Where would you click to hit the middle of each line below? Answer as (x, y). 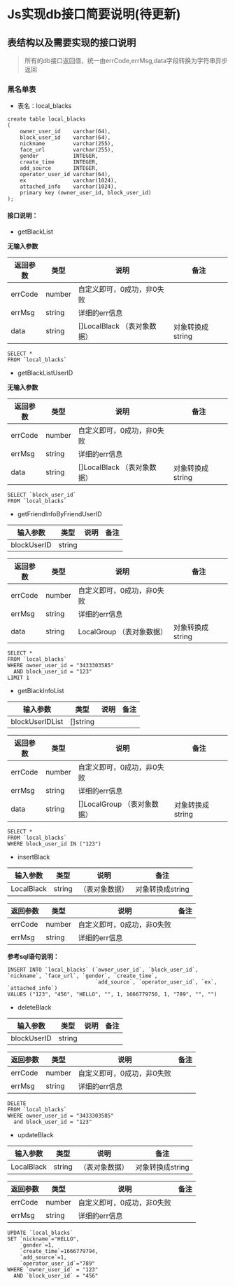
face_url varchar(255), (67, 150)
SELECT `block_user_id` (42, 495)
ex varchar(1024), (69, 181)
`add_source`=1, (44, 1257)
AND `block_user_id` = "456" (56, 1275)
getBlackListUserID (45, 373)
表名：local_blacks (44, 106)
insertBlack (34, 857)
